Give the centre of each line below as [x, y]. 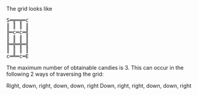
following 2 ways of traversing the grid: [55, 74]
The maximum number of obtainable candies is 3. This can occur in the [95, 68]
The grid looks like [29, 9]
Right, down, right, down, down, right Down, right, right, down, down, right [99, 86]
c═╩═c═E [18, 56]
